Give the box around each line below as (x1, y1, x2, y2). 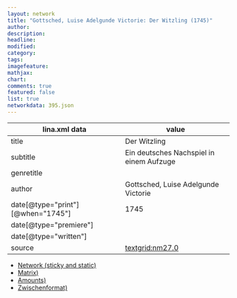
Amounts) (17, 275, 47, 284)
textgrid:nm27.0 (124, 242, 179, 252)
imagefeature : (7, 63, 49, 70)
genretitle (11, 168, 43, 178)
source (11, 242, 34, 252)
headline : (7, 37, 37, 44)
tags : (7, 56, 23, 63)
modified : (7, 43, 37, 50)
